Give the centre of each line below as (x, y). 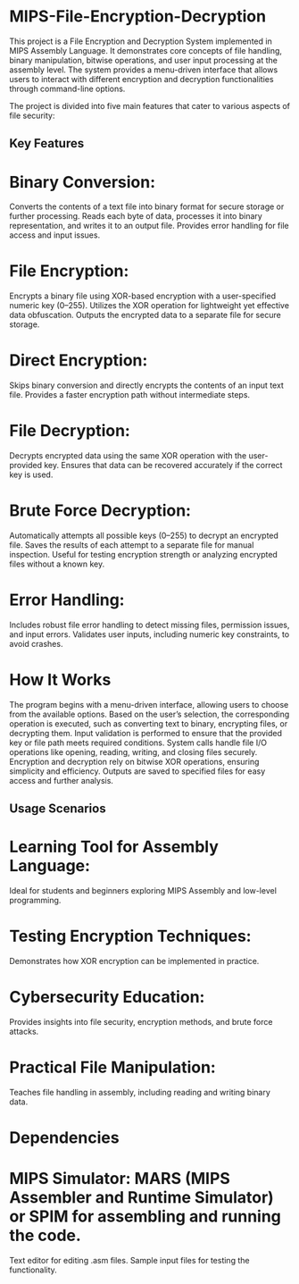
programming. (35, 901)
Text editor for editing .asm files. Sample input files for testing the (129, 1261)
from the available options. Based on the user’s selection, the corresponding (149, 714)
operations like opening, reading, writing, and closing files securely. (133, 751)
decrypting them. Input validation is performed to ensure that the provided (146, 733)
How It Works (60, 680)
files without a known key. (57, 564)
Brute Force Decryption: (100, 511)
